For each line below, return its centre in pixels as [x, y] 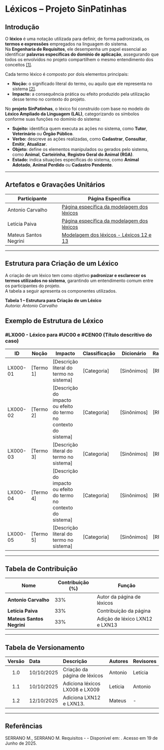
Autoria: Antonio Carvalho [31, 305]
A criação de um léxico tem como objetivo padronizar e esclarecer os [76, 275]
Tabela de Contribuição [41, 568]
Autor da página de [119, 597]
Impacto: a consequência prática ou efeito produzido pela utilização [81, 94]
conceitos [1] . [19, 65]
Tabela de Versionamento [45, 648]
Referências [24, 726]
